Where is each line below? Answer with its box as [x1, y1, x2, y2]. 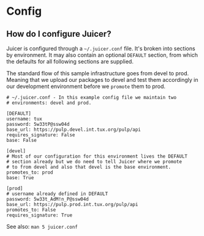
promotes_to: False [6, 207, 56, 213]
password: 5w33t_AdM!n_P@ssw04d [6, 196, 89, 202]
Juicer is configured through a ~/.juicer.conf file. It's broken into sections [6, 45, 195, 52]
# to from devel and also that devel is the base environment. [6, 164, 172, 170]
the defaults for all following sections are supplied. [6, 58, 134, 65]
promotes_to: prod [6, 169, 53, 175]
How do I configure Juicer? [6, 29, 111, 39]
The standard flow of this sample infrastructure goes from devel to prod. [6, 70, 189, 77]
